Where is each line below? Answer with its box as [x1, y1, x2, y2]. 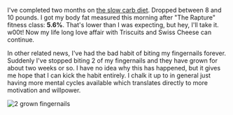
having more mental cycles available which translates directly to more [7, 79, 209, 86]
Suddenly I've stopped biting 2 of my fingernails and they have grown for [7, 56, 218, 65]
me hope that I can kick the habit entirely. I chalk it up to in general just [7, 71, 211, 79]
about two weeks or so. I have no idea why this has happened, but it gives [7, 64, 221, 72]
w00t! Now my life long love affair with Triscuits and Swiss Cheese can [7, 28, 212, 36]
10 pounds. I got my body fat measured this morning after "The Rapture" [7, 13, 216, 22]
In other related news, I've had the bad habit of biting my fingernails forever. [7, 49, 226, 57]
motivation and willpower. [7, 86, 81, 94]
